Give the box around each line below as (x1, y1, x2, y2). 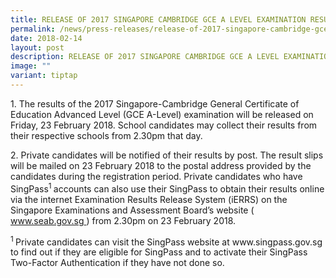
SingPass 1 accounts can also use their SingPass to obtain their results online (10, 181, 325, 195)
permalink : (10, 24, 56, 34)
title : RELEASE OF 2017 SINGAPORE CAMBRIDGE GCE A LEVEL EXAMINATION (10, 14, 307, 25)
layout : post (10, 42, 65, 53)
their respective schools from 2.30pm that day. (10, 129, 203, 141)
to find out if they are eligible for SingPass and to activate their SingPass (10, 246, 308, 258)
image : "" (10, 61, 52, 71)
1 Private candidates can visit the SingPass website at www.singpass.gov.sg (10, 234, 323, 248)
